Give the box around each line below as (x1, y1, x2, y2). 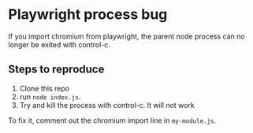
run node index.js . (19, 92, 81, 102)
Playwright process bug (8, 6, 168, 24)
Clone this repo (19, 83, 69, 93)
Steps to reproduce (8, 63, 105, 76)
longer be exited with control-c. (8, 39, 110, 49)
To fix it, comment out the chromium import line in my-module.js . (8, 116, 217, 125)
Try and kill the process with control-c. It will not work (19, 100, 195, 109)
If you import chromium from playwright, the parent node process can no (8, 31, 246, 41)
